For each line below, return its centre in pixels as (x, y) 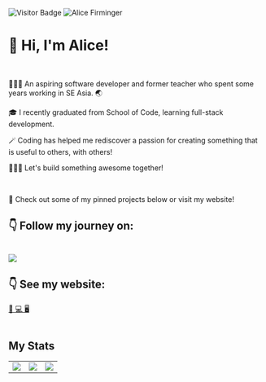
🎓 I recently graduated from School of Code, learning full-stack (116, 112)
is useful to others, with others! (60, 151)
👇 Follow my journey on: (71, 226)
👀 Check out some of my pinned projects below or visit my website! (121, 199)
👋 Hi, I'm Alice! (59, 46)
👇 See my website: (57, 285)
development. (31, 124)
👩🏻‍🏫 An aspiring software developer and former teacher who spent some (131, 83)
